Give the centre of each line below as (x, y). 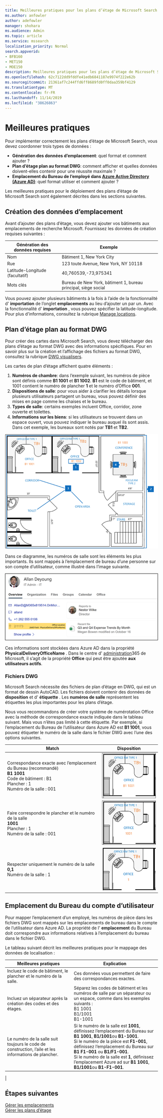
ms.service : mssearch (27, 41)
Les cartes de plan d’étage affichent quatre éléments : (59, 366)
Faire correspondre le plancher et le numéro (51, 813)
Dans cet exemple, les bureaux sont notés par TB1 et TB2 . (70, 427)
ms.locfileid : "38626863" (31, 103)
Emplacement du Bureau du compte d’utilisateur (80, 906)
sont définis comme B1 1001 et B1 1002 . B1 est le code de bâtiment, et (82, 380)
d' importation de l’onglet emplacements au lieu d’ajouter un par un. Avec (79, 304)
